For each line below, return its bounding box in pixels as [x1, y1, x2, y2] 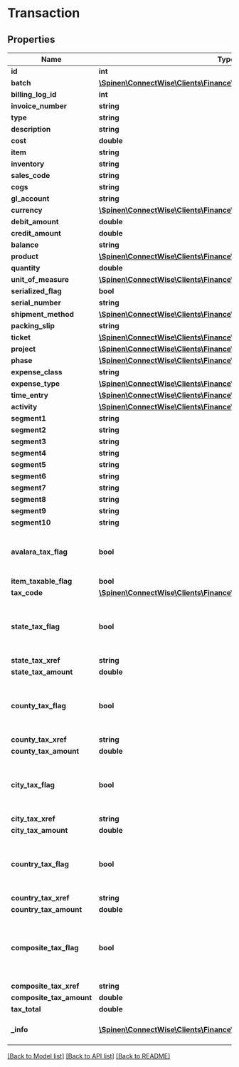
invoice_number [11, 101, 68, 111]
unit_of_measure [11, 275, 69, 284]
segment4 [11, 448, 46, 458]
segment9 [11, 506, 46, 515]
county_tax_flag [11, 701, 66, 710]
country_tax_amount [11, 905, 83, 914]
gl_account [11, 194, 50, 204]
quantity [11, 263, 41, 273]
